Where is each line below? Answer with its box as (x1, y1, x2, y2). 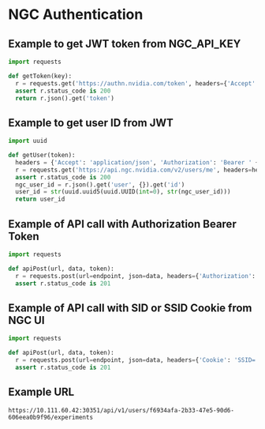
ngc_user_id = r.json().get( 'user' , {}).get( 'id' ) (15, 180, 185, 189)
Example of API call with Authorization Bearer (8, 217, 237, 231)
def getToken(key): (8, 72, 73, 80)
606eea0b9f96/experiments (8, 413, 93, 421)
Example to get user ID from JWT (8, 116, 174, 130)
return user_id (15, 195, 65, 203)
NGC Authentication (8, 6, 144, 24)
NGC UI (8, 314, 45, 327)
